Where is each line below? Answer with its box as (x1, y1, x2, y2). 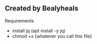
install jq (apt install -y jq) (12, 28, 66, 34)
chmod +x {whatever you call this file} (12, 33, 92, 39)
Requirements (5, 17, 34, 24)
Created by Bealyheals (5, 4, 79, 13)
